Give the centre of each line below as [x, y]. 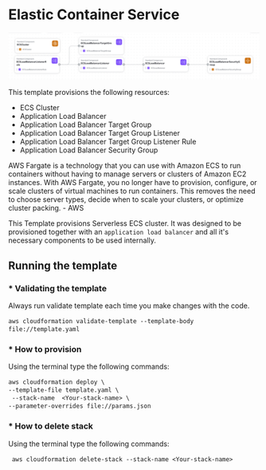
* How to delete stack [51, 426]
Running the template [63, 265]
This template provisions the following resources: [89, 93]
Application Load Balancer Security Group [89, 150]
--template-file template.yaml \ [64, 390]
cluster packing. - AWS [46, 208]
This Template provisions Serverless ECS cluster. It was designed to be [125, 223]
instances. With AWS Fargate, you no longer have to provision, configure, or [133, 183]
